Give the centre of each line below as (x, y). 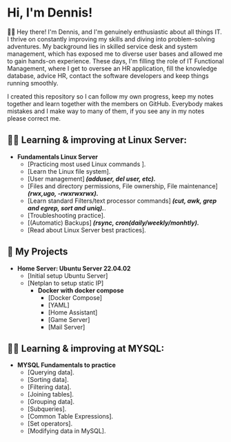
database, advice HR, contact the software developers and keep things (108, 76)
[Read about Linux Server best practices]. (87, 230)
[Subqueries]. (47, 409)
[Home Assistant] (73, 312)
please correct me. (34, 118)
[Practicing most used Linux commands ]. (87, 164)
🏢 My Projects (38, 252)
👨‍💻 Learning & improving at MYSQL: (86, 349)
